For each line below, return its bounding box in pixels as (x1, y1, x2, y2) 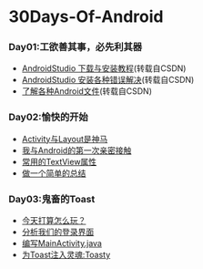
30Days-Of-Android (8, 6, 165, 27)
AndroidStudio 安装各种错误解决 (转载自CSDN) (21, 75, 195, 86)
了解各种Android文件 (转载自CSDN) (21, 86, 152, 97)
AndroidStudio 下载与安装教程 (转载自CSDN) (21, 63, 187, 74)
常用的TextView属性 (21, 156, 97, 167)
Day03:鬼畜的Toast (8, 192, 96, 205)
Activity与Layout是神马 (21, 133, 108, 144)
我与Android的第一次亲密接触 (21, 144, 132, 156)
